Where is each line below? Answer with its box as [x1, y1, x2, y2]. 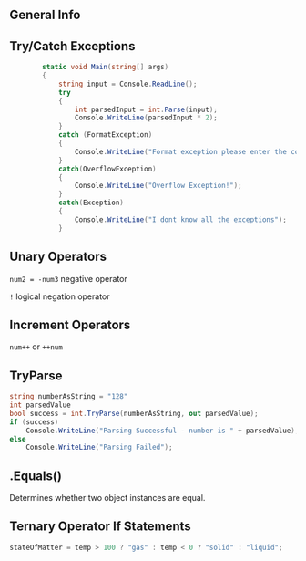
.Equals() [9, 468, 62, 483]
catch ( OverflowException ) [57, 164, 157, 173]
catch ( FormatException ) [57, 130, 153, 140]
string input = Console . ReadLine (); [57, 79, 198, 88]
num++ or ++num [9, 341, 64, 352]
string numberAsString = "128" [9, 392, 128, 401]
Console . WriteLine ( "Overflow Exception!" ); [74, 182, 243, 191]
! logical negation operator [9, 291, 111, 302]
